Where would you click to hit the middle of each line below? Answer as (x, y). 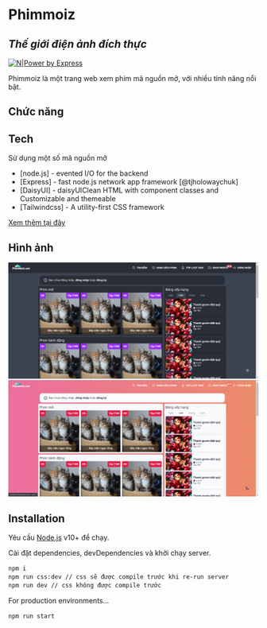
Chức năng (36, 112)
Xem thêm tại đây (37, 223)
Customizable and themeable (68, 199)
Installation (37, 518)
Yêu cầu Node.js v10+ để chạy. (59, 537)
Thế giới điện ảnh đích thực (77, 44)
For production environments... (59, 601)
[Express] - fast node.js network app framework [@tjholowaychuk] (129, 182)
